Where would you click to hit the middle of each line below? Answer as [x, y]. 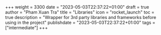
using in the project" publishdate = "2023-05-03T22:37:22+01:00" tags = [80, 22]
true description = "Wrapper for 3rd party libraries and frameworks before [81, 17]
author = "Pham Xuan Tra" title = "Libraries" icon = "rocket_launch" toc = [80, 12]
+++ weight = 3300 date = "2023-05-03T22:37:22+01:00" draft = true [77, 7]
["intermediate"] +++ [27, 28]
